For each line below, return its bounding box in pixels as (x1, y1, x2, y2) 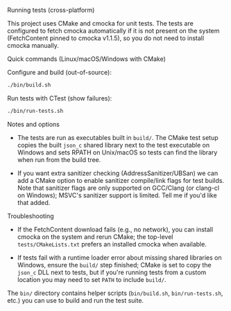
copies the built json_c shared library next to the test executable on (17, 141, 210, 149)
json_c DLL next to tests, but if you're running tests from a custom (17, 268, 207, 276)
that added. (17, 198, 51, 206)
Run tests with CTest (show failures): (7, 94, 112, 103)
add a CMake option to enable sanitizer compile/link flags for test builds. (17, 176, 224, 184)
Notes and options (7, 120, 60, 128)
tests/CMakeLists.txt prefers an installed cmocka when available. (17, 240, 207, 248)
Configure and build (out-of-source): (7, 69, 112, 76)
